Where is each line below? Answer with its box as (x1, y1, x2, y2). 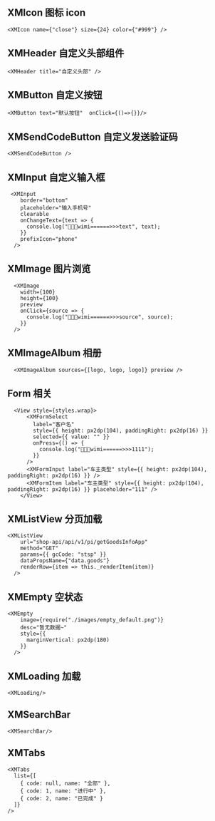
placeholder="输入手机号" (20, 205, 92, 212)
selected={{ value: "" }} (33, 433, 110, 440)
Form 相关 (7, 388, 52, 400)
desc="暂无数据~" (20, 624, 68, 631)
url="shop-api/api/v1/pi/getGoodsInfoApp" (20, 539, 148, 546)
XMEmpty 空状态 (7, 591, 83, 603)
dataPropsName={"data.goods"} (20, 557, 110, 564)
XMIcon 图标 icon (7, 6, 86, 19)
